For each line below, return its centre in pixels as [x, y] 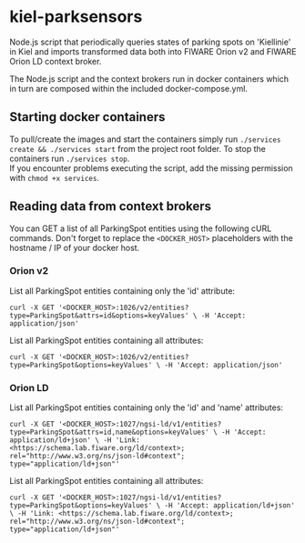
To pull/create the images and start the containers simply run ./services [145, 139]
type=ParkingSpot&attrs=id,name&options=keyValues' [109, 432]
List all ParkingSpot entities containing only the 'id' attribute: [122, 291]
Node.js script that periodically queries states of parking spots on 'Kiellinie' [150, 42]
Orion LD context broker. [56, 61]
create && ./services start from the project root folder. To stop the [137, 148]
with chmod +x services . [55, 177]
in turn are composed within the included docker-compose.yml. [129, 88]
